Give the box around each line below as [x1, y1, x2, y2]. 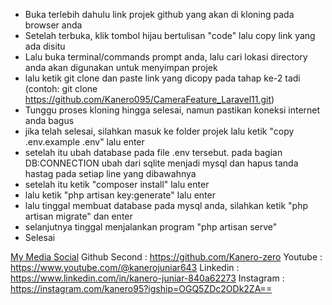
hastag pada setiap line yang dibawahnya [24, 168, 197, 179]
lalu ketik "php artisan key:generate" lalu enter [24, 189, 216, 201]
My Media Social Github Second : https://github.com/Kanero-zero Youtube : [10, 251, 323, 263]
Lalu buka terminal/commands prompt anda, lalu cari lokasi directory [24, 51, 308, 63]
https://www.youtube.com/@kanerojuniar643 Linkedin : [10, 262, 240, 273]
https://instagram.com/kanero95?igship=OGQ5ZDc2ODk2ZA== [10, 283, 273, 294]
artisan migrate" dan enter [24, 210, 133, 222]
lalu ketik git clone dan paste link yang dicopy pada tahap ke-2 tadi [24, 72, 301, 84]
